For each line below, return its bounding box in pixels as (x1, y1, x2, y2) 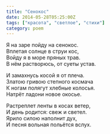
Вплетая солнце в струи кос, (6, 48, 79, 55)
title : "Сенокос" (6, 8, 49, 15)
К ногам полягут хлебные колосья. (6, 84, 95, 92)
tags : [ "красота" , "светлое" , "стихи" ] (6, 20, 105, 25)
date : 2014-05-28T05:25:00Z (6, 14, 76, 20)
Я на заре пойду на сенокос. (6, 42, 78, 49)
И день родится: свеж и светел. (6, 109, 87, 116)
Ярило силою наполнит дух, (6, 115, 77, 122)
